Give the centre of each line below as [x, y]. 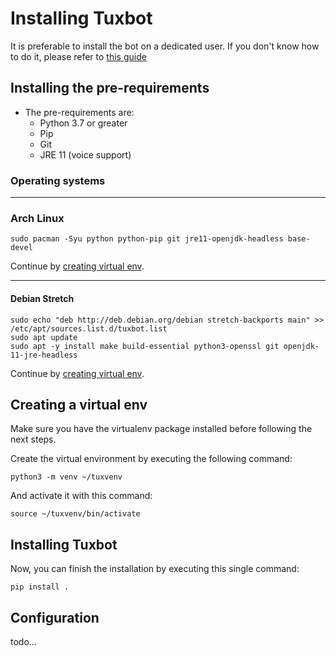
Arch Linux [37, 218]
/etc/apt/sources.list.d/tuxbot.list [89, 328]
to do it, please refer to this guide [78, 56]
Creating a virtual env [79, 404]
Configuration [55, 617]
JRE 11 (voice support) [85, 154]
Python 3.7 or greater [83, 123]
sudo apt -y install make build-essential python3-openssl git [145, 346]
